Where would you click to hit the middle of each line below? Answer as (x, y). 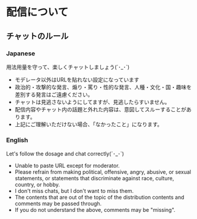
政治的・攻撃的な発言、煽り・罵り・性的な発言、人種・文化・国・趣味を (103, 87)
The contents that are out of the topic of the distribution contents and (99, 198)
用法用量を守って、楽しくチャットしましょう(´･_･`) (68, 67)
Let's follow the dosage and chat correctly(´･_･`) (65, 154)
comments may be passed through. (58, 204)
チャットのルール (37, 36)
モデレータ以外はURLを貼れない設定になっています (77, 79)
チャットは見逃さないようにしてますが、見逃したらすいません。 (92, 102)
